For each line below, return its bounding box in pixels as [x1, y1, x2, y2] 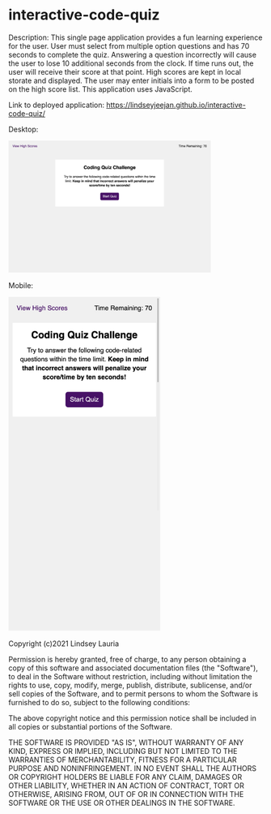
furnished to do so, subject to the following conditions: [8, 698, 190, 708]
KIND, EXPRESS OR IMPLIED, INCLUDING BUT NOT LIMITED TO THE [8, 747, 238, 756]
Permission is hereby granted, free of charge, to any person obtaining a [8, 655, 247, 665]
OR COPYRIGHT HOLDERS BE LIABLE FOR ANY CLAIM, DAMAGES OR [8, 773, 243, 782]
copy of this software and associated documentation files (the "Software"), [8, 663, 259, 673]
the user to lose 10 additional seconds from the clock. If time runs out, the [8, 58, 254, 68]
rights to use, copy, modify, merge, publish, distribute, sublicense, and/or [8, 680, 252, 691]
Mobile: [8, 281, 34, 291]
